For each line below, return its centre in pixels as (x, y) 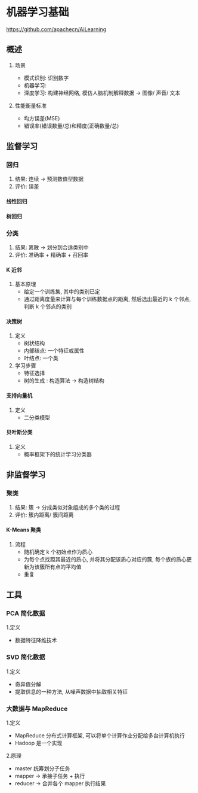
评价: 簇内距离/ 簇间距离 (44, 515)
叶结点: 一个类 (41, 358)
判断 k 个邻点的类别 (48, 306)
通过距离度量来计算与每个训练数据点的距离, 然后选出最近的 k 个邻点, (107, 299)
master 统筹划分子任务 (42, 768)
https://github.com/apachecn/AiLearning (56, 29)
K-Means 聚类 (24, 530)
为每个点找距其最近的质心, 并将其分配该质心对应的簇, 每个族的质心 (105, 559)
